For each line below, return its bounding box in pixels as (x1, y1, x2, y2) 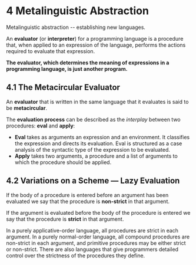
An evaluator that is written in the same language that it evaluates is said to (6, 98, 189, 105)
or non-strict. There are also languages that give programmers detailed (6, 246, 178, 253)
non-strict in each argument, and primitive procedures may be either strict (6, 239, 187, 246)
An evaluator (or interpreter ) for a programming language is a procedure (6, 35, 184, 42)
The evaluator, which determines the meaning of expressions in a (6, 59, 170, 66)
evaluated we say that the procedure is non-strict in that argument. (6, 198, 170, 205)
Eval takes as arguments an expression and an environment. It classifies (14, 133, 190, 140)
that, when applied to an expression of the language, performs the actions (6, 41, 186, 48)
